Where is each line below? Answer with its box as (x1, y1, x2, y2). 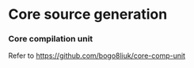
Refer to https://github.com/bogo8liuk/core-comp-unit (8, 51, 186, 60)
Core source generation (8, 5, 168, 23)
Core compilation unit (8, 34, 93, 45)
